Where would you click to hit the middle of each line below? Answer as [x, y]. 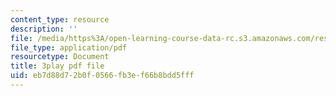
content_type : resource [60, 19]
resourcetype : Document [60, 57]
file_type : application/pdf [69, 47]
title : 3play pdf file [57, 66]
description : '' [44, 29]
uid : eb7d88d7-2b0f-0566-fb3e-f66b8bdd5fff [102, 76]
